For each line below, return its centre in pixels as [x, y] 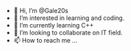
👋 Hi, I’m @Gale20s [41, 11]
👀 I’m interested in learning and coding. [69, 18]
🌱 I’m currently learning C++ [53, 25]
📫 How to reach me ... [45, 40]
